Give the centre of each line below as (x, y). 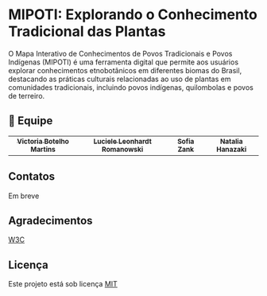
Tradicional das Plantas (87, 31)
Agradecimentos (50, 220)
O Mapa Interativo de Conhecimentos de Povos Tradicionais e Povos (120, 53)
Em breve (24, 196)
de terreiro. (27, 95)
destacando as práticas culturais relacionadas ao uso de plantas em (120, 79)
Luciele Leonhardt (123, 141)
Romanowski (123, 149)
